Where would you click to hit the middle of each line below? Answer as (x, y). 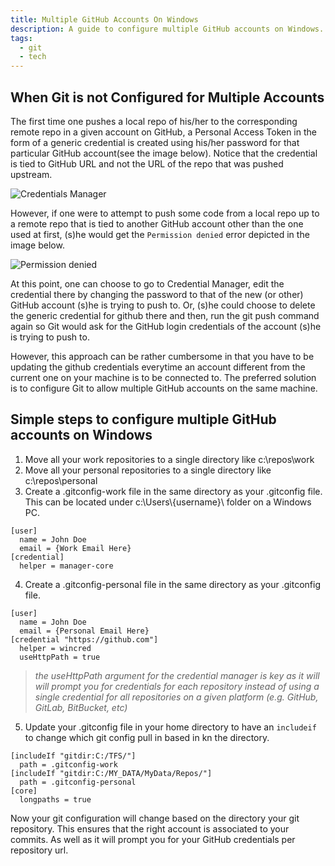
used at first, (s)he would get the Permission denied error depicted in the (160, 234)
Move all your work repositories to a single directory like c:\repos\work (169, 459)
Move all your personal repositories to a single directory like (148, 470)
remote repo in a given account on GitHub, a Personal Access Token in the (163, 132)
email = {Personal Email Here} (84, 631)
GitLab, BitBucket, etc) (81, 707)
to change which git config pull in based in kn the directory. (147, 737)
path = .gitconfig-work (68, 764)
